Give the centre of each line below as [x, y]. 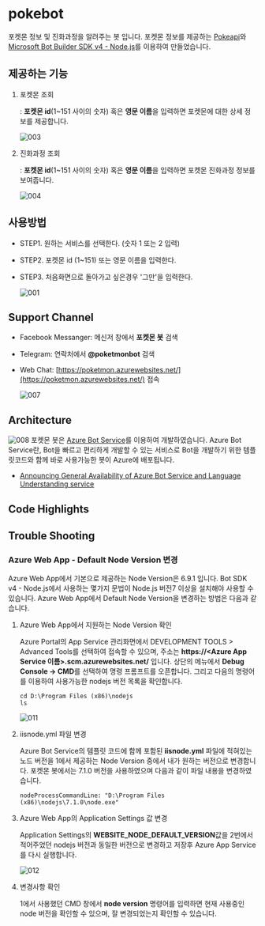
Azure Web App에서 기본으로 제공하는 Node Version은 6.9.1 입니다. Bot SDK [128, 579]
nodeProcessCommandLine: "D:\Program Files [92, 796]
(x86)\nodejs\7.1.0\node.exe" [69, 803]
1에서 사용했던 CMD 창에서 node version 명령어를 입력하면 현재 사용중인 [132, 904]
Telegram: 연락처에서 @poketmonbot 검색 [87, 354]
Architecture [40, 420]
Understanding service [57, 484]
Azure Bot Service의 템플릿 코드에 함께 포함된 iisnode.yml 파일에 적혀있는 [136, 751]
